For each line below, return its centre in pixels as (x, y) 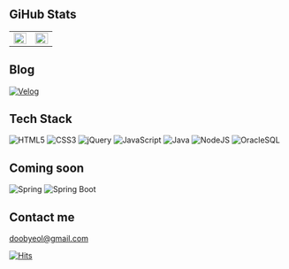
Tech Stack (41, 119)
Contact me (42, 217)
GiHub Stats (43, 15)
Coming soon (47, 168)
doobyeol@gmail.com (49, 239)
